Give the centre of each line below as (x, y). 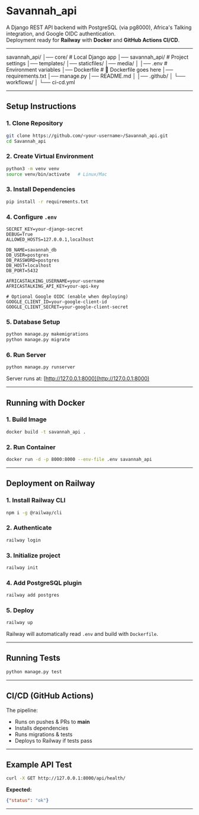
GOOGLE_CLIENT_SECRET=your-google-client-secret (67, 307)
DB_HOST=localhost (29, 265)
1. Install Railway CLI (36, 501)
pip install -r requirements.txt (47, 202)
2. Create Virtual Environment (50, 157)
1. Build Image (27, 419)
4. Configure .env (32, 217)
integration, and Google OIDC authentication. (61, 33)
